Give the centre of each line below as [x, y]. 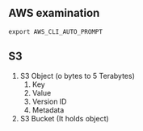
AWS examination [54, 13]
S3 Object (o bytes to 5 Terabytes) [78, 76]
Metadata [48, 110]
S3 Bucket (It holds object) [64, 118]
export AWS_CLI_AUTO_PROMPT [56, 31]
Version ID [49, 101]
